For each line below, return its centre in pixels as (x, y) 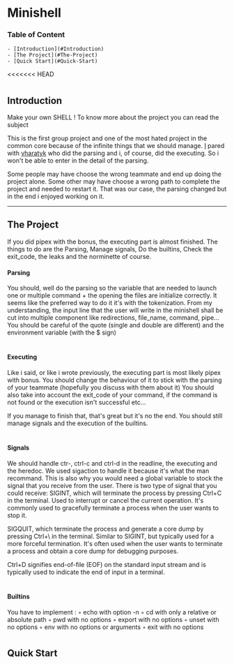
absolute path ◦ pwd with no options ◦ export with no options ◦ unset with (113, 619)
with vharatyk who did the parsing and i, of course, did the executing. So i (113, 153)
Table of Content (36, 35)
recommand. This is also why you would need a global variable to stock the (115, 478)
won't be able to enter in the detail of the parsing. (78, 161)
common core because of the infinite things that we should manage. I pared (116, 146)
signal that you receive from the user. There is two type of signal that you (112, 485)
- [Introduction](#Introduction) (56, 49)
